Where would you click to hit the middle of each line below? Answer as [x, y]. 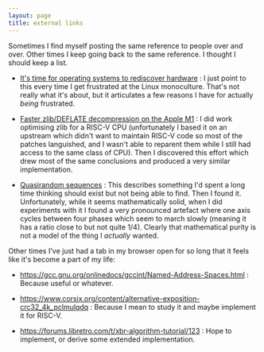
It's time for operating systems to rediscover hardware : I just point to [133, 78]
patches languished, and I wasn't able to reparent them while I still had [135, 144]
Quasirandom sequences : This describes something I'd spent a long [132, 184]
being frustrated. [47, 103]
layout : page [30, 15]
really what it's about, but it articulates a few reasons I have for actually [136, 95]
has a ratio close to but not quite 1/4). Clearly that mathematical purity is [138, 226]
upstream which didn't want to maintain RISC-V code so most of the [131, 135]
